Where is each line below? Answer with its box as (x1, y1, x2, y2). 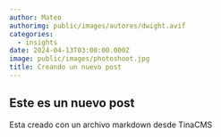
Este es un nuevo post (9, 95, 135, 111)
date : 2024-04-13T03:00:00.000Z (9, 46, 130, 55)
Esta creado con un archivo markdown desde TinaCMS (9, 119, 213, 130)
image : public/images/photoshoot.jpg (9, 54, 150, 63)
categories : (9, 29, 54, 38)
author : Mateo (9, 12, 63, 22)
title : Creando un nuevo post (9, 63, 123, 72)
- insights (17, 37, 58, 47)
